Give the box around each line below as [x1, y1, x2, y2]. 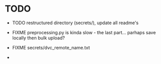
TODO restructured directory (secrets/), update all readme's [12, 20, 139, 26]
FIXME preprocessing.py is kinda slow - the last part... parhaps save [12, 29, 156, 35]
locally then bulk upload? [12, 35, 65, 41]
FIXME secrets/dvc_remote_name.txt [12, 44, 90, 50]
